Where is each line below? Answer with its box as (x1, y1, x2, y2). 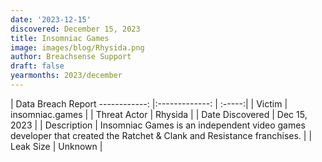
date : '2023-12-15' (10, 14, 92, 25)
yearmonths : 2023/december (10, 71, 123, 81)
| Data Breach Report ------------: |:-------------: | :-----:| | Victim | (10, 97, 288, 110)
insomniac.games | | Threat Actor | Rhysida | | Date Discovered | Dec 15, (10, 108, 308, 120)
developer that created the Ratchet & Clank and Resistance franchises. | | (10, 129, 313, 141)
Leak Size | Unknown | (10, 140, 103, 152)
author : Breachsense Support (10, 52, 132, 62)
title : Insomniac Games (10, 33, 110, 43)
